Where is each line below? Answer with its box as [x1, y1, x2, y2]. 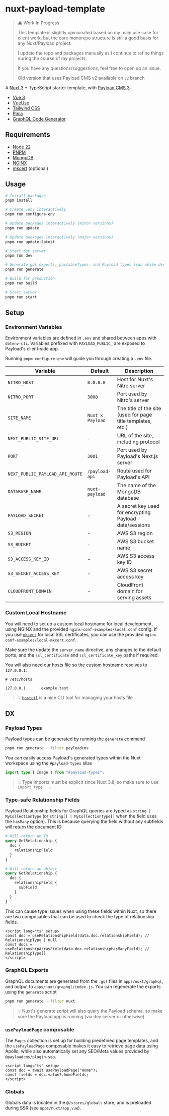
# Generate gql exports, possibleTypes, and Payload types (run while [5, 262, 156, 267]
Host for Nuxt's [117, 376, 153, 383]
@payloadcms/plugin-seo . [5, 1053, 56, 1060]
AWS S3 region [117, 530, 153, 537]
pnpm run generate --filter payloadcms [5, 746, 89, 751]
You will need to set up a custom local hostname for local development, [5, 621, 153, 627]
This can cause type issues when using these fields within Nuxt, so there [5, 908, 157, 914]
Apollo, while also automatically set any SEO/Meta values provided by [5, 1048, 149, 1054]
